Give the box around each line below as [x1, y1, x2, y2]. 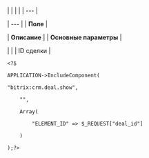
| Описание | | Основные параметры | [7, 33, 122, 41]
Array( [19, 108, 39, 115]
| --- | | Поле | [7, 20, 48, 28]
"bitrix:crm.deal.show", [7, 84, 79, 91]
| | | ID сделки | [7, 47, 51, 55]
